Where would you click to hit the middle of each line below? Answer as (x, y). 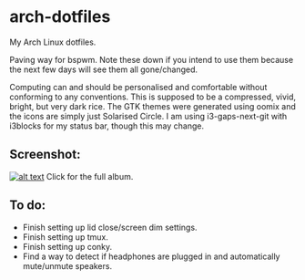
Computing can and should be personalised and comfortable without (138, 87)
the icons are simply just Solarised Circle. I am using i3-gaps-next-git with (148, 116)
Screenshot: (45, 155)
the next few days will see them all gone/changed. (104, 69)
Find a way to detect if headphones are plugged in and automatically (151, 256)
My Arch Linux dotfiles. (53, 42)
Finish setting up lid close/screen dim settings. (110, 227)
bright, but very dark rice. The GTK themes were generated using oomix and (152, 106)
